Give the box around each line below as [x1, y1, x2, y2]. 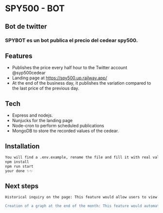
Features [5, 52, 33, 60]
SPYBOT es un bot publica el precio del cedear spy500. [5, 37, 138, 44]
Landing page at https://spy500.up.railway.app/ [12, 75, 108, 81]
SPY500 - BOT [5, 3, 65, 14]
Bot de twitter [5, 22, 47, 31]
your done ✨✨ [5, 168, 33, 173]
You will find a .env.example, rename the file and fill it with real [5, 155, 151, 160]
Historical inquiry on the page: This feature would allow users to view [5, 195, 158, 200]
